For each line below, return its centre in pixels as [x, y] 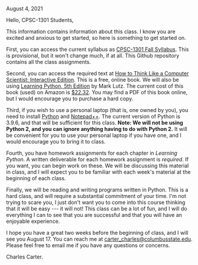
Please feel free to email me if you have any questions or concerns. [88, 245]
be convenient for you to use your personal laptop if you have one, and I [94, 135]
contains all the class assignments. [49, 62]
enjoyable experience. [33, 221]
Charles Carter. [25, 257]
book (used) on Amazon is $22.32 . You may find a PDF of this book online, [97, 92]
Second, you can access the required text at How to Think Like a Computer [98, 73]
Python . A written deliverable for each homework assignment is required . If [98, 159]
